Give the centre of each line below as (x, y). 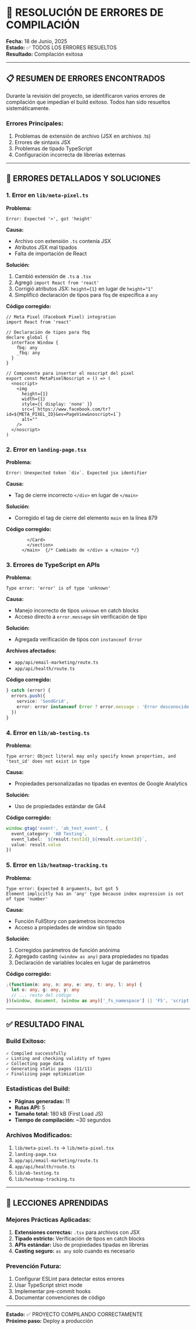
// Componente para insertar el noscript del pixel (70, 373)
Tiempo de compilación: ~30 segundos (62, 1120)
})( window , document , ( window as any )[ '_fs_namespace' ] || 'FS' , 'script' (99, 1001)
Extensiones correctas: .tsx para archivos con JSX (77, 1232)
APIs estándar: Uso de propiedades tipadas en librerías (81, 1245)
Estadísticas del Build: (38, 1088)
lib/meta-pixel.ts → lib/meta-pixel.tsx (64, 1148)
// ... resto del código (41, 996)
